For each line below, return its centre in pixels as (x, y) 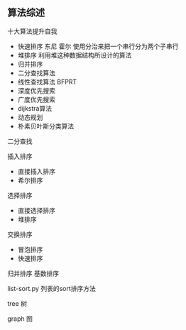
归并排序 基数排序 (33, 273)
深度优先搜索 (36, 90)
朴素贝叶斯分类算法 (46, 126)
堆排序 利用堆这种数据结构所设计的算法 (75, 55)
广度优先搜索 (36, 99)
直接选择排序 (36, 210)
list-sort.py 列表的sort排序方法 (51, 288)
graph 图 (20, 319)
